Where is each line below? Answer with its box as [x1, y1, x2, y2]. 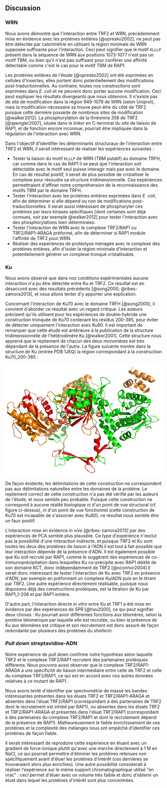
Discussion [5, 4, 41, 13]
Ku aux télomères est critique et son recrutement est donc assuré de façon [5, 622, 159, 628]
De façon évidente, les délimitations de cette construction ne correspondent [5, 480, 162, 486]
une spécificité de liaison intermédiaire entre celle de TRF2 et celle [24, 667, 162, 673]
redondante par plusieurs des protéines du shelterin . [5, 627, 113, 633]
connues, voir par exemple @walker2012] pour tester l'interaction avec [12, 214, 158, 220]
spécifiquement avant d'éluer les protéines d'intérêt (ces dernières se [5, 756, 149, 762]
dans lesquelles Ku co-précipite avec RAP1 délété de [48, 559, 157, 565]
